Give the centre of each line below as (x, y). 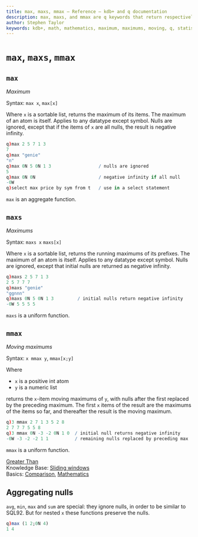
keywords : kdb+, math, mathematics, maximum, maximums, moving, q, (91, 28)
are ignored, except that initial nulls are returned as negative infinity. (89, 266)
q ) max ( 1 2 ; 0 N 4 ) (27, 524)
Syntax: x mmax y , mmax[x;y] (40, 358)
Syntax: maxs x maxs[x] (34, 242)
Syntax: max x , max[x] (32, 103)
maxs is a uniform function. (38, 316)
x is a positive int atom (42, 381)
